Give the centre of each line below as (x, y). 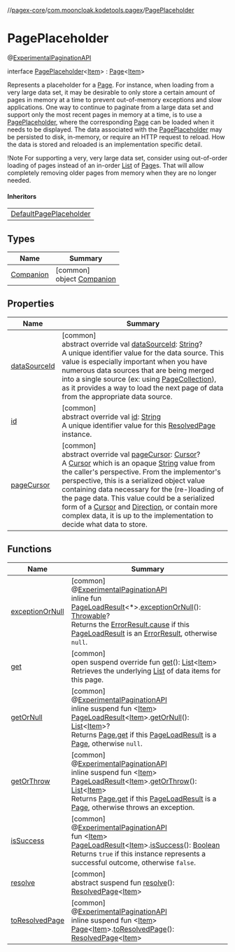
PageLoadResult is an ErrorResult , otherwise (144, 633)
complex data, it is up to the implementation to (137, 515)
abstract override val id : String (112, 416)
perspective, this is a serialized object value (133, 480)
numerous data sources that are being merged (138, 370)
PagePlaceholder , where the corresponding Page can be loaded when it (111, 122)
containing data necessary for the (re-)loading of (143, 489)
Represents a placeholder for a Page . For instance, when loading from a (111, 85)
